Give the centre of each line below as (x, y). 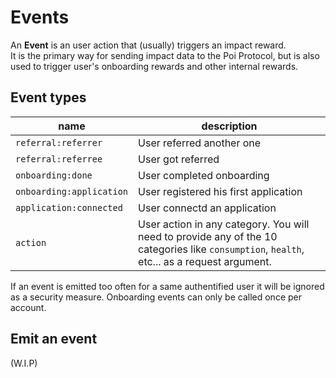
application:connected (69, 207)
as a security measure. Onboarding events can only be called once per (156, 297)
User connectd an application (207, 208)
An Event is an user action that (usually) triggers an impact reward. (148, 45)
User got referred (179, 159)
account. (28, 307)
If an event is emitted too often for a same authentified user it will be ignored (167, 286)
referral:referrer (59, 142)
